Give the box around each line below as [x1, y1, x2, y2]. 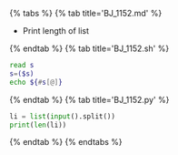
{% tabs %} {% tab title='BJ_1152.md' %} [9, 8, 163, 18]
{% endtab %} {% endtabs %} [9, 137, 123, 148]
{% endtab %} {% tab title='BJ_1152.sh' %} [9, 43, 170, 54]
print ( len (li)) [9, 120, 67, 129]
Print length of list [22, 26, 89, 36]
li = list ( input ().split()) [9, 111, 116, 121]
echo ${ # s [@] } [9, 77, 64, 87]
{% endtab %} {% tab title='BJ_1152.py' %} [9, 94, 170, 105]
